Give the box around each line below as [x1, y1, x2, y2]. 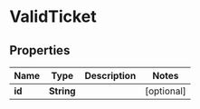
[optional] [144, 84, 187, 97]
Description [84, 70, 137, 82]
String [48, 84, 76, 97]
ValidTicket [9, 6, 97, 27]
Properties [9, 43, 71, 58]
